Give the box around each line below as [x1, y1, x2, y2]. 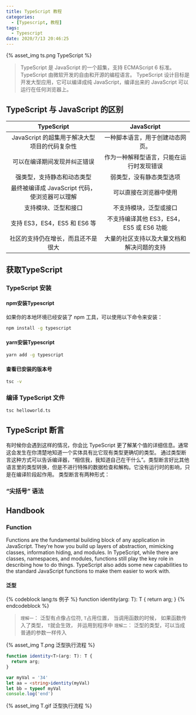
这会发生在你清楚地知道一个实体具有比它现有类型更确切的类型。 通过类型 [6, 449, 181, 456]
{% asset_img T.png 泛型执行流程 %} [6, 642, 95, 649]
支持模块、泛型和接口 [24, 203, 83, 211]
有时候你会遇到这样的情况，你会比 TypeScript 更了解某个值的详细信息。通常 [6, 442, 188, 449]
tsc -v [6, 379, 22, 385]
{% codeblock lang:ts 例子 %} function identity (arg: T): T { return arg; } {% [6, 596, 185, 603]
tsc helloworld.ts [6, 408, 51, 413]
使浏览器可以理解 [30, 193, 77, 201]
